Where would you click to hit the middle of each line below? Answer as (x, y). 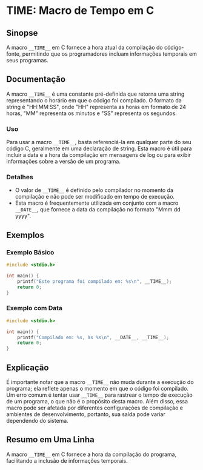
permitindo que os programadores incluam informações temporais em (109, 54)
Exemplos (25, 235)
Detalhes (20, 177)
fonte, (14, 54)
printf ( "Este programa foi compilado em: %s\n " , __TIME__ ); (95, 281)
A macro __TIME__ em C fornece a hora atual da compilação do (85, 47)
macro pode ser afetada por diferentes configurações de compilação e (95, 408)
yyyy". (23, 216)
